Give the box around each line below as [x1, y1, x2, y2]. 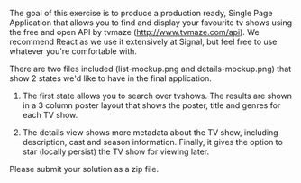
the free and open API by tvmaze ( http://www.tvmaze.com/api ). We [9, 27, 260, 37]
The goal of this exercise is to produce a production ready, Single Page [9, 8, 273, 18]
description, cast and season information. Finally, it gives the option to [22, 137, 284, 147]
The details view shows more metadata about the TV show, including [22, 127, 278, 138]
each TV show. [22, 110, 78, 120]
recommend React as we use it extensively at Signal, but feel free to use [9, 36, 278, 47]
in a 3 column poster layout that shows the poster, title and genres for [22, 100, 281, 111]
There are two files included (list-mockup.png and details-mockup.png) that [9, 63, 292, 74]
